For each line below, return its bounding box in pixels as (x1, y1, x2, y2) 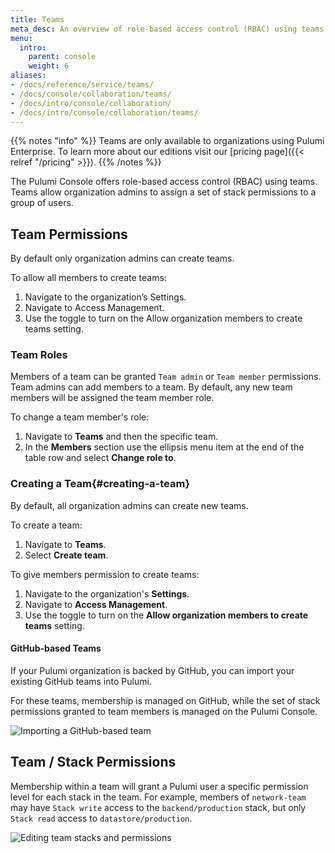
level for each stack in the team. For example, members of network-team (10, 791, 307, 803)
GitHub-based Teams (10, 642, 102, 655)
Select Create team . (24, 549, 109, 561)
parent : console (28, 52, 97, 62)
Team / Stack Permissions (10, 754, 177, 771)
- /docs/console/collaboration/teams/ (10, 89, 172, 99)
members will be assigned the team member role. (10, 392, 215, 404)
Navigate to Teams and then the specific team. (24, 431, 219, 443)
